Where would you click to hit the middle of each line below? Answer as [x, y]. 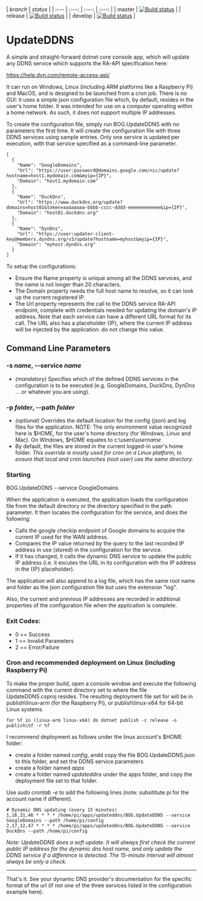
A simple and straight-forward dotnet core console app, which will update [98, 57]
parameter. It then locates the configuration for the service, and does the [97, 512]
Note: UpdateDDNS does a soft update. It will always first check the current [101, 842]
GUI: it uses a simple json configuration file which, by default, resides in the [100, 99]
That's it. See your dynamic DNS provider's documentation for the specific [99, 879]
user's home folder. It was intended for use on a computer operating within [99, 106]
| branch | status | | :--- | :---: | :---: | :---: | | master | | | [94, 9]
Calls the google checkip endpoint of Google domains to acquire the [100, 531]
